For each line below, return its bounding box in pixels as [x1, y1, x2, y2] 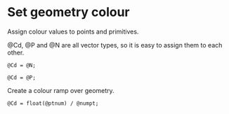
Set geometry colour [7, 4, 130, 20]
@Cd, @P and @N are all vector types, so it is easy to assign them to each [7, 41, 223, 49]
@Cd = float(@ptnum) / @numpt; [7, 99, 99, 107]
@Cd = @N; [7, 62, 37, 69]
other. [7, 48, 25, 57]
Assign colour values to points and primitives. [7, 27, 139, 36]
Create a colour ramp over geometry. [7, 86, 115, 94]
